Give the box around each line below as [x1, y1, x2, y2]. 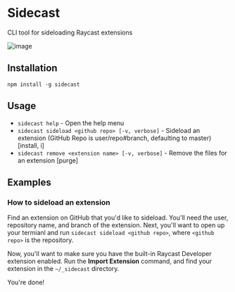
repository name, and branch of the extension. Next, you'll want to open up [7, 221, 225, 229]
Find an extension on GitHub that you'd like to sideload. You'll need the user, [7, 213, 229, 222]
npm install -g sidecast [7, 81, 80, 88]
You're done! [7, 278, 44, 286]
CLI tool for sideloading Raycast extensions [7, 28, 133, 37]
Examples [7, 176, 51, 188]
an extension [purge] [17, 156, 79, 165]
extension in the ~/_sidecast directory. [7, 265, 120, 273]
